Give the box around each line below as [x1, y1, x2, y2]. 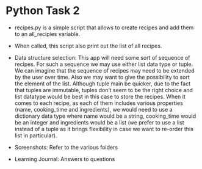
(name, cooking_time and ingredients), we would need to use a [14, 106, 173, 113]
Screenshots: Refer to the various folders [14, 143, 118, 151]
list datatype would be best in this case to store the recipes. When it [14, 93, 186, 100]
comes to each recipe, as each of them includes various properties [14, 99, 184, 107]
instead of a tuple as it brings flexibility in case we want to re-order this [14, 125, 193, 132]
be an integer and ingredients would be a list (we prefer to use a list [14, 118, 184, 126]
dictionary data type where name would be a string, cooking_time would [14, 112, 197, 120]
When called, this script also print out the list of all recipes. [14, 42, 162, 49]
